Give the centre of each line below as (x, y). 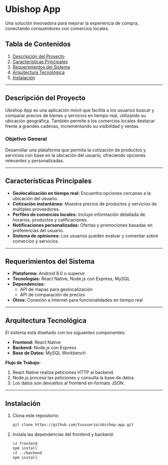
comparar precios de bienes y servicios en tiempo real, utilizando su (75, 115)
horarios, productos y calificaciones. (50, 219)
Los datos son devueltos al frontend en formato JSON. (68, 383)
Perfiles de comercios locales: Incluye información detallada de (79, 214)
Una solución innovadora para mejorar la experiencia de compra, (72, 23)
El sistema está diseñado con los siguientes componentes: (65, 333)
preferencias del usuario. (38, 230)
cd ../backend (27, 453)
